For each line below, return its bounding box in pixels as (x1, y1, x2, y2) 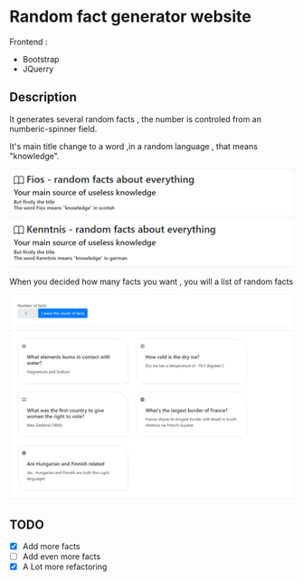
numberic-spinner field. (9, 123, 98, 134)
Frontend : (9, 36, 48, 47)
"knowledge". (9, 150, 61, 161)
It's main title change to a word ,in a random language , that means (9, 140, 258, 151)
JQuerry (22, 63, 54, 74)
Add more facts (22, 541, 80, 552)
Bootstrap (22, 53, 60, 64)
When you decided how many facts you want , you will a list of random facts (9, 276, 294, 287)
